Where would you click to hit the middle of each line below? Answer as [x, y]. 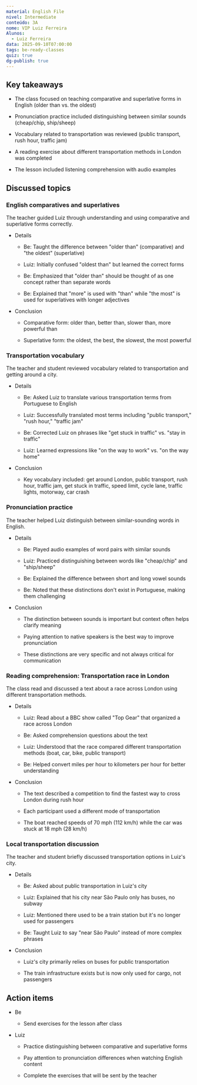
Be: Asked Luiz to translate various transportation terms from [97, 398]
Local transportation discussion [53, 844]
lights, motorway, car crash [56, 492]
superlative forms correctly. [40, 224]
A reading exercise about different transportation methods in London [98, 152]
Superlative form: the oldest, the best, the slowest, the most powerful [107, 340]
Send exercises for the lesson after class [73, 1023]
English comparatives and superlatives [63, 205]
